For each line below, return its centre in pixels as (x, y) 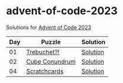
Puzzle (51, 41)
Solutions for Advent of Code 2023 (49, 27)
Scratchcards (45, 71)
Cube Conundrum (51, 62)
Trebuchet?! (43, 52)
